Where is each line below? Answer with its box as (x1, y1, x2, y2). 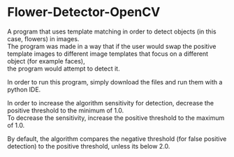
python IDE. (7, 85, 41, 94)
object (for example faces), (7, 57, 85, 65)
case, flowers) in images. (7, 34, 80, 43)
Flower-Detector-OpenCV (7, 4, 161, 20)
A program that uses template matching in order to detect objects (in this (7, 27, 217, 36)
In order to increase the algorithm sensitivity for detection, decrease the (7, 98, 214, 107)
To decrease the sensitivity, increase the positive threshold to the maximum (7, 113, 225, 122)
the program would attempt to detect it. (7, 64, 120, 73)
